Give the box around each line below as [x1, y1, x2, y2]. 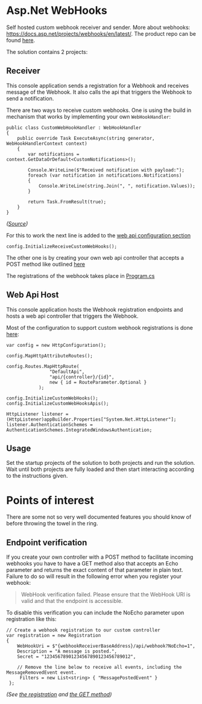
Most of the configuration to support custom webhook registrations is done [6, 324, 193, 331]
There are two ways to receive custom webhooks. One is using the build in [6, 107, 192, 114]
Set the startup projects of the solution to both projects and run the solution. [6, 459, 195, 467]
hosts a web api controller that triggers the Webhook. [6, 312, 139, 320]
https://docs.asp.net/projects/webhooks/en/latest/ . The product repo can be [6, 30, 196, 37]
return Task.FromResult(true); [28, 199, 107, 205]
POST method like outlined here [6, 260, 86, 268]
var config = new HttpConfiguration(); [6, 342, 107, 348]
